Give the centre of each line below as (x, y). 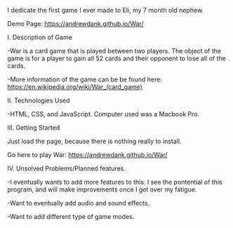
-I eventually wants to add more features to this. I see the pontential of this (115, 182)
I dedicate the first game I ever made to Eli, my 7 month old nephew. (106, 10)
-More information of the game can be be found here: (85, 79)
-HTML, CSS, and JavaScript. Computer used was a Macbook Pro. (104, 114)
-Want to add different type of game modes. (71, 216)
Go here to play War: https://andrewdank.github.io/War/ (87, 155)
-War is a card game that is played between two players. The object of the (114, 51)
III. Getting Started (34, 128)
